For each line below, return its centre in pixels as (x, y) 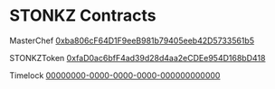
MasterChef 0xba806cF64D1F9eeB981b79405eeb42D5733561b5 (132, 40)
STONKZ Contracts (83, 16)
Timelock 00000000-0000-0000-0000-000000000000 (115, 75)
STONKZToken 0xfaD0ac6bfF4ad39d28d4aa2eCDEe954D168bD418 (137, 58)
